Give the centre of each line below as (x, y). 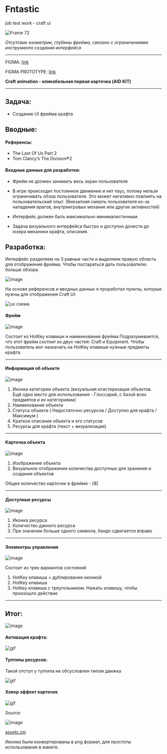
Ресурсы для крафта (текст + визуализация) (59, 426)
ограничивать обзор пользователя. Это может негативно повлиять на (87, 196)
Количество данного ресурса (44, 526)
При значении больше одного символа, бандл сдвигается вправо (82, 531)
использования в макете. (32, 747)
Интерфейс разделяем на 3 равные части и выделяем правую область (81, 259)
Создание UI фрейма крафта (42, 114)
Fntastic (22, 9)
